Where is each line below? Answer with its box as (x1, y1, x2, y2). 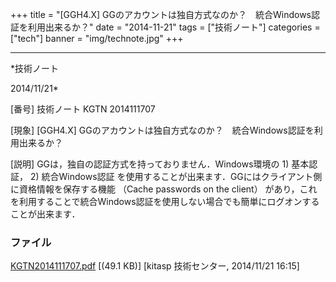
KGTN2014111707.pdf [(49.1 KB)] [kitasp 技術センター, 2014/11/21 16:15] (10, 260, 300, 272)
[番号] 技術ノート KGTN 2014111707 (10, 103, 156, 115)
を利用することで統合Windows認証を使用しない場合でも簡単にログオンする (10, 196, 320, 207)
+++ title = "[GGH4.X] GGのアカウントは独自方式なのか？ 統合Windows (10, 9, 312, 20)
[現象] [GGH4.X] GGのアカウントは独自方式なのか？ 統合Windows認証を (10, 124, 315, 136)
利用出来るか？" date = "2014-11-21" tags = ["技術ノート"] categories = (27, 21, 321, 33)
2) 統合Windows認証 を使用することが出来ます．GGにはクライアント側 (29, 171, 323, 182)
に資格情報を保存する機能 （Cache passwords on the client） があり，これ (10, 183, 318, 195)
